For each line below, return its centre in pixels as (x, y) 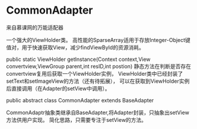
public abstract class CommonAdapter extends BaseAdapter (80, 100)
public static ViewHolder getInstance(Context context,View (78, 59)
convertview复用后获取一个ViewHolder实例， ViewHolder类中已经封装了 (95, 73)
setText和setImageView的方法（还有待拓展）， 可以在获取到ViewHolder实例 (98, 81)
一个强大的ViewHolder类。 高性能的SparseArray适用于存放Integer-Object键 (99, 40)
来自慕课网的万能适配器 (35, 27)
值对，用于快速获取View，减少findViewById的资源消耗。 (75, 47)
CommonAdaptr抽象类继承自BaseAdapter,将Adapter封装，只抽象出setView (98, 112)
